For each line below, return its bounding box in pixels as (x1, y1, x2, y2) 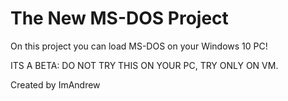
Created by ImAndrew (10, 78, 101, 91)
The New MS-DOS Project (10, 7, 229, 30)
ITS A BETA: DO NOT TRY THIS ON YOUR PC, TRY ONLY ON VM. (10, 59, 279, 71)
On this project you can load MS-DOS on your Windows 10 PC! (10, 40, 268, 52)
